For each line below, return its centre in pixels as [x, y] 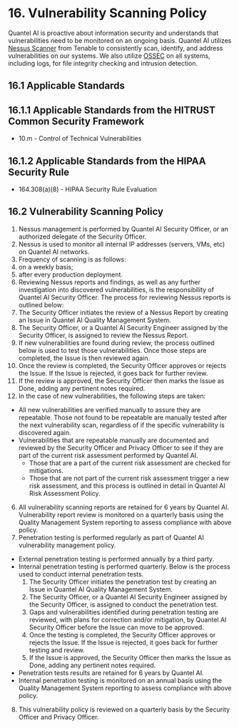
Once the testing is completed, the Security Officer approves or [122, 634]
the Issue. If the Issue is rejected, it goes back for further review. [113, 373]
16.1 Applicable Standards [67, 86]
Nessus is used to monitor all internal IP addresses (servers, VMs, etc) [122, 244]
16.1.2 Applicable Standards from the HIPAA [107, 161]
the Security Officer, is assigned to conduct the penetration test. [123, 604]
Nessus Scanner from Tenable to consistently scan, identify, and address [116, 48]
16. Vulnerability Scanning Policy [108, 13]
